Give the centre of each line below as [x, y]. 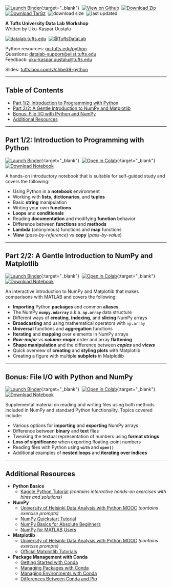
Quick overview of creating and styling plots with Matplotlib [77, 350]
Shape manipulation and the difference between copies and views [84, 345]
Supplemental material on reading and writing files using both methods [80, 405]
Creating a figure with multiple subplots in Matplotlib [68, 356]
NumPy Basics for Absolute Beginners [60, 524]
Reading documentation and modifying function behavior [74, 219]
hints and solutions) [41, 497]
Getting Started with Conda [49, 562]
